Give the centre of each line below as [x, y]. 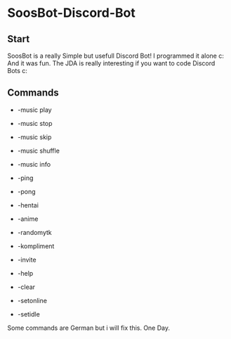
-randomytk [35, 232]
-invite [27, 260]
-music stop [35, 123]
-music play [34, 110]
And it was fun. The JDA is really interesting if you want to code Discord [111, 63]
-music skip [34, 137]
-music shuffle [38, 151]
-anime [28, 219]
